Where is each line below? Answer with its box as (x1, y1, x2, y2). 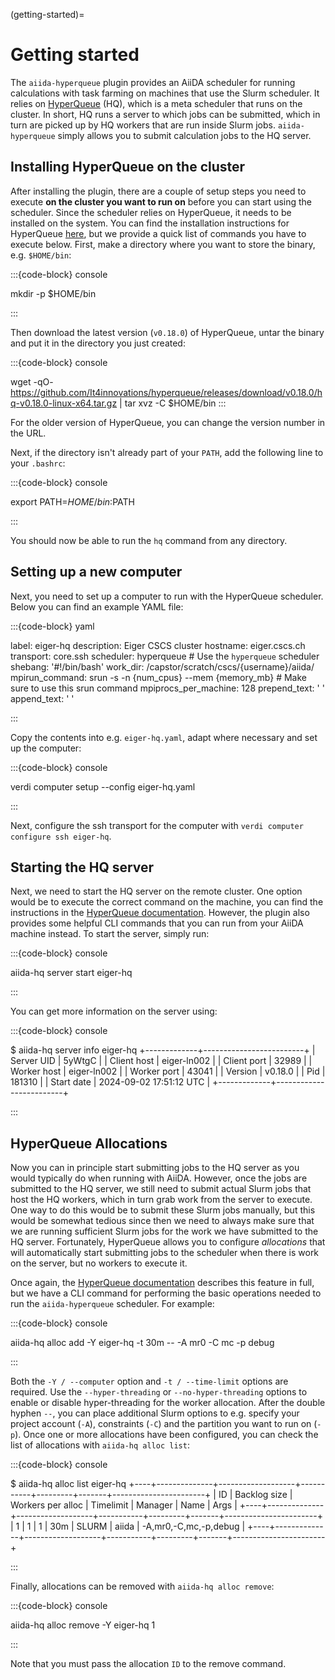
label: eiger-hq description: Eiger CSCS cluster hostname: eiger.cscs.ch (10, 639, 306, 651)
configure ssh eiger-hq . (10, 830, 112, 842)
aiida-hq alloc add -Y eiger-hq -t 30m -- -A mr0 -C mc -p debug (10, 1337, 275, 1349)
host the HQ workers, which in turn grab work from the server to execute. (10, 1194, 313, 1206)
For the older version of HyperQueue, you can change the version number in (10, 416, 326, 428)
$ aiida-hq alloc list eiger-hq (10, 1478, 127, 1490)
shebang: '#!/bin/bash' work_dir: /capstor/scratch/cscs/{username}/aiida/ (10, 660, 315, 673)
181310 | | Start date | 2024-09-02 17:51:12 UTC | (10, 1076, 211, 1088)
